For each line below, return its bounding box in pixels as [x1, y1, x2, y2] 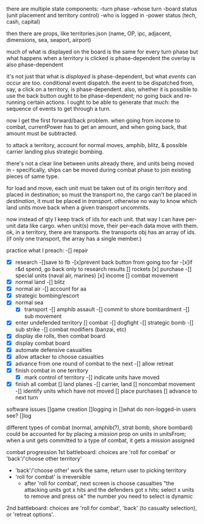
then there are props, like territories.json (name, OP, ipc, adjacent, [6, 30, 172, 37]
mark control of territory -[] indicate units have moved [24, 373, 160, 381]
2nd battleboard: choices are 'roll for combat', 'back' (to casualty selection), [6, 504, 197, 511]
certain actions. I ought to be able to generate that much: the [27, 98, 180, 106]
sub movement [24, 312, 62, 320]
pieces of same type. [6, 173, 60, 180]
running [6, 98, 26, 106]
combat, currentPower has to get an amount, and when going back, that [6, 123, 187, 130]
